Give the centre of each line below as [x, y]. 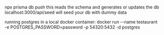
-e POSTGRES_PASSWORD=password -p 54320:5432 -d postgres [72, 27]
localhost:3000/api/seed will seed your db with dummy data [66, 12]
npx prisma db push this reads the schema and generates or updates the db [82, 7]
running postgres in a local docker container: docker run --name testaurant [81, 22]
